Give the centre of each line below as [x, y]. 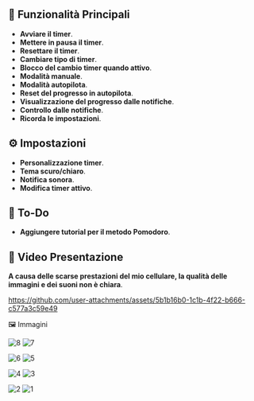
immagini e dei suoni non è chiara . [65, 285]
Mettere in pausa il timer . [62, 42]
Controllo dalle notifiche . [62, 110]
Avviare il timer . [46, 33]
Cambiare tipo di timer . [58, 59]
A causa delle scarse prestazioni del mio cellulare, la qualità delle [118, 276]
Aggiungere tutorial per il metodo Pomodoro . [95, 232]
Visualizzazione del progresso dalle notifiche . [97, 101]
